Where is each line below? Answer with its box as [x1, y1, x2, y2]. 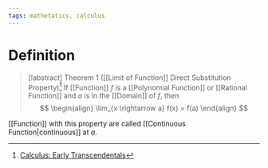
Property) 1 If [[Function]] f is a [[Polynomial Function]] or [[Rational [27, 81, 247, 92]
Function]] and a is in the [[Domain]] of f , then [27, 91, 179, 101]
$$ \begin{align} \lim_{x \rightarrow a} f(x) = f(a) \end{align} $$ [39, 103, 249, 113]
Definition [8, 46, 76, 64]
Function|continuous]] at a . [8, 127, 98, 137]
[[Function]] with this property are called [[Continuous [8, 119, 186, 129]
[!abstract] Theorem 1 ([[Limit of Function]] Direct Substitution [27, 73, 231, 82]
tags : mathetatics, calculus [8, 11, 105, 20]
